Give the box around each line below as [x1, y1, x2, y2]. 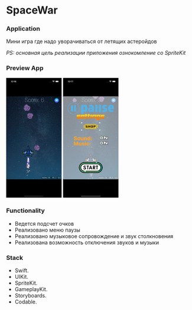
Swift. [14, 267, 29, 274]
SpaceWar [6, 4, 58, 17]
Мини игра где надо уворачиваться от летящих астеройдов [6, 38, 157, 45]
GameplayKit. [14, 286, 48, 293]
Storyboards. [14, 292, 47, 299]
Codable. [14, 298, 37, 305]
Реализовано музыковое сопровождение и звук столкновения [14, 232, 174, 239]
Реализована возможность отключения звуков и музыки [14, 239, 160, 246]
